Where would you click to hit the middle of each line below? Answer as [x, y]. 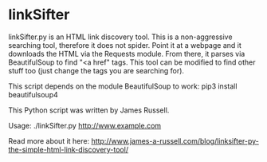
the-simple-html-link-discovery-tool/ [69, 149]
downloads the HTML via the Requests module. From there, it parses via [127, 53]
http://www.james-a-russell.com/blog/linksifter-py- [175, 140]
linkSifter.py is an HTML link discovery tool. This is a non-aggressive [120, 37]
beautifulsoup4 [33, 94]
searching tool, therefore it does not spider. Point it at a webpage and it [125, 45]
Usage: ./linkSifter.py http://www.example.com [85, 125]
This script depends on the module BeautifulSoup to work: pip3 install [123, 86]
